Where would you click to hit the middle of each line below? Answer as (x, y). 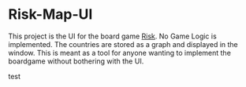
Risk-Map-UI (50, 14)
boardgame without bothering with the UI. (76, 61)
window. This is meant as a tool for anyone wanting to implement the (119, 53)
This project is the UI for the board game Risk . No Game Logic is (112, 36)
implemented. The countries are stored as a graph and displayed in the (123, 44)
